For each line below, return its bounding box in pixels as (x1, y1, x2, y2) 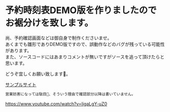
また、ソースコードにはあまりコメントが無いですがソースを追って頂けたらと (5, 53, 165, 60)
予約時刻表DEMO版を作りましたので (5, 5, 157, 16)
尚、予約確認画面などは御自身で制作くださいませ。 (5, 35, 112, 41)
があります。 (5, 47, 32, 53)
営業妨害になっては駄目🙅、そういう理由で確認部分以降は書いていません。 (5, 91, 135, 96)
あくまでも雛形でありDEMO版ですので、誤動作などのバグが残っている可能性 (5, 41, 165, 47)
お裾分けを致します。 (5, 17, 94, 29)
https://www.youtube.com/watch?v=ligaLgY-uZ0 (5, 100, 108, 106)
